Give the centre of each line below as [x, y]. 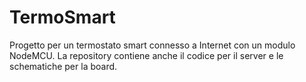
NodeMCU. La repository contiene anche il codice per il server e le [146, 55]
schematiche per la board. [63, 66]
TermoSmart [62, 17]
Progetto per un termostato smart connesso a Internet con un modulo [152, 45]
